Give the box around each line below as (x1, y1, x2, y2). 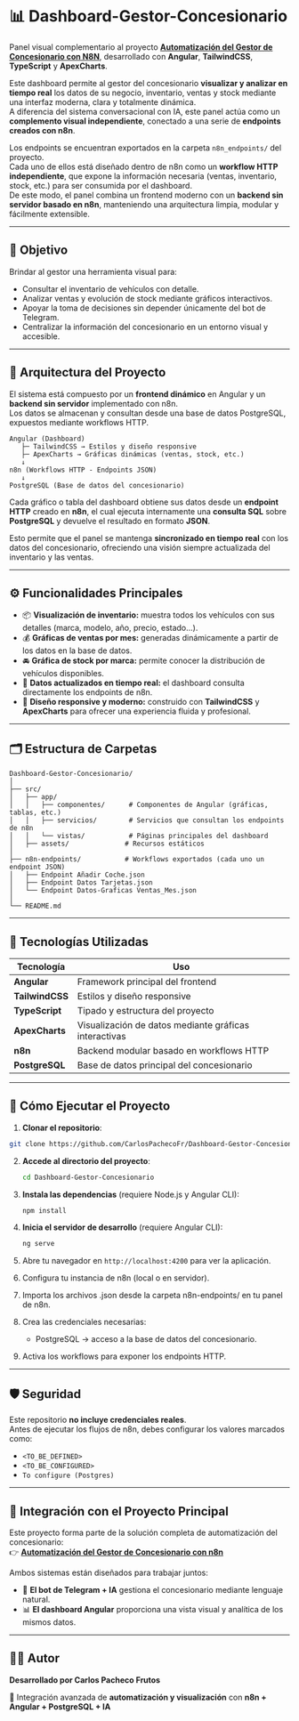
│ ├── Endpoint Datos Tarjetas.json (9, 878, 153, 887)
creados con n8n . (9, 125, 76, 135)
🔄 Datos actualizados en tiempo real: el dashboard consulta (21, 677, 245, 689)
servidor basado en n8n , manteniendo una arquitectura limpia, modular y (9, 198, 279, 209)
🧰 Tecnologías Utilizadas (9, 934, 149, 949)
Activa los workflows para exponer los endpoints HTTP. (21, 1351, 227, 1361)
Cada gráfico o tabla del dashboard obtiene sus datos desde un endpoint (9, 497, 279, 507)
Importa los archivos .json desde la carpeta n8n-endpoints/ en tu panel (21, 1290, 283, 1301)
